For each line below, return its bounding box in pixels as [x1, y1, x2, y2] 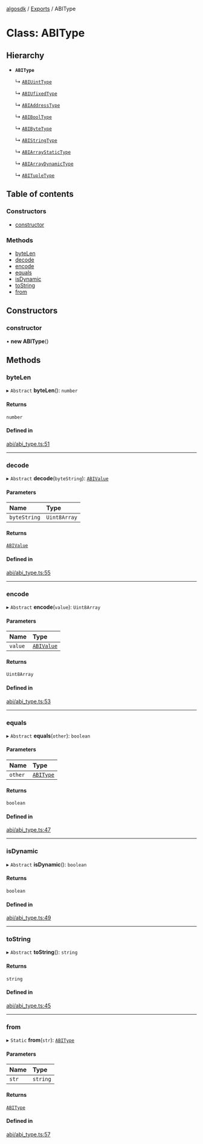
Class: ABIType [6, 27, 85, 40]
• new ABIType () [6, 338, 49, 345]
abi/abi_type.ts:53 [6, 698, 51, 705]
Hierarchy [6, 50, 45, 60]
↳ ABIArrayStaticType [14, 148, 71, 155]
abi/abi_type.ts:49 [6, 914, 51, 922]
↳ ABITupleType [14, 172, 55, 179]
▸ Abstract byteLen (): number [6, 387, 78, 394]
